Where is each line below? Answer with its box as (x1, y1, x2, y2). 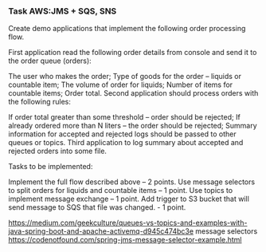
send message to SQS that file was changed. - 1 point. (8, 203, 186, 212)
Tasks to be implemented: (8, 162, 93, 171)
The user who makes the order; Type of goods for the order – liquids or (8, 72, 241, 81)
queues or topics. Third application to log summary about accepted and (8, 138, 244, 148)
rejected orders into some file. (8, 146, 108, 156)
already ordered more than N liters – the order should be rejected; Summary (8, 121, 257, 131)
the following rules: (8, 97, 72, 107)
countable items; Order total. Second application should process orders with (8, 89, 259, 98)
